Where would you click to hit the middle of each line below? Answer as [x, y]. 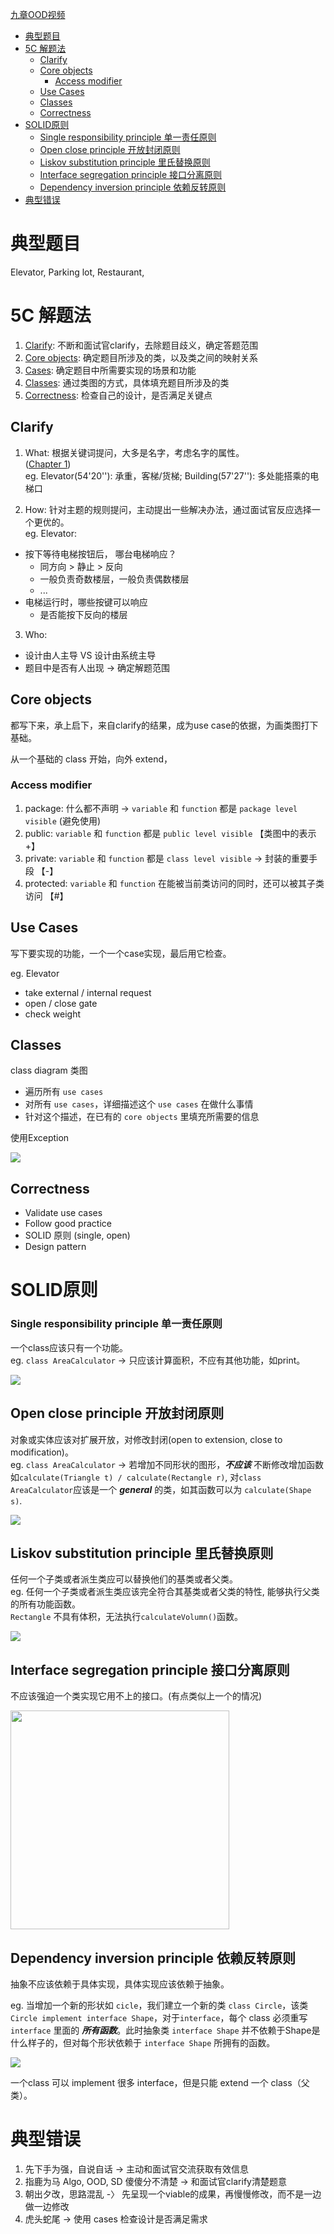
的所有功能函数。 [45, 1604]
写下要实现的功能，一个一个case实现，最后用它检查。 [121, 953]
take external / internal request [88, 992]
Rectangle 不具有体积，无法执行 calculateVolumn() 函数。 [127, 1617]
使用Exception [40, 1138]
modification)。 [42, 1452]
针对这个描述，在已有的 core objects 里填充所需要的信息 [142, 1117]
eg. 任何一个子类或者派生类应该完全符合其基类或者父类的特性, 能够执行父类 [165, 1592]
